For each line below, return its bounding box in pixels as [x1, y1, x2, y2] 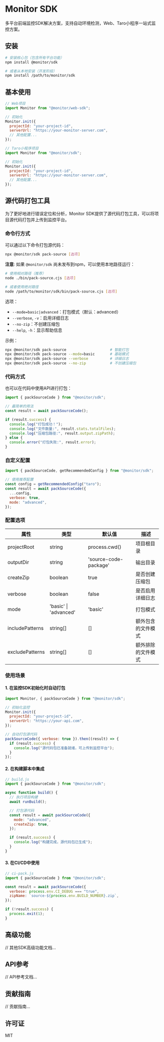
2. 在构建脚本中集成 [5, 766, 45, 771]
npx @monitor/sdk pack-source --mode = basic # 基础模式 [5, 352, 129, 357]
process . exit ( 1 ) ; [9, 912, 45, 917]
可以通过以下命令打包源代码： [5, 242, 65, 248]
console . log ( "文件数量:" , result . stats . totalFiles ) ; [9, 426, 116, 431]
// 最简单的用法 [5, 404, 34, 409]
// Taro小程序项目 [5, 146, 39, 151]
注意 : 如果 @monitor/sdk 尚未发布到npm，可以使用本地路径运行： [5, 261, 135, 267]
